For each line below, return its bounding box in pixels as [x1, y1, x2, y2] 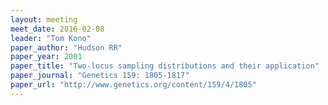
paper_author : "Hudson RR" [10, 42, 123, 53]
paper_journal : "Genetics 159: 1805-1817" [10, 71, 190, 81]
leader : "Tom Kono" [10, 33, 92, 43]
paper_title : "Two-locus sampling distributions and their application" [10, 61, 320, 71]
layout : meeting [10, 14, 78, 25]
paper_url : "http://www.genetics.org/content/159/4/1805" [10, 80, 257, 90]
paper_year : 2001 [10, 52, 83, 62]
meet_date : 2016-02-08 [10, 24, 105, 34]
